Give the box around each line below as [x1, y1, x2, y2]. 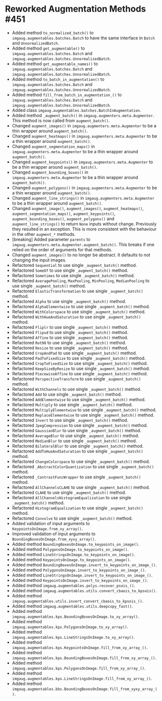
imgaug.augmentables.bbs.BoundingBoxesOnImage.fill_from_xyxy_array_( [12, 686, 158, 691]
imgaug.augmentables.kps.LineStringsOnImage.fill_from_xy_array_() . [12, 675, 152, 681]
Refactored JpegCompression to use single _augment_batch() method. [12, 422, 148, 428]
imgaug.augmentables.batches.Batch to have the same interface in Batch [12, 35, 155, 41]
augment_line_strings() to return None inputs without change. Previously [12, 221, 157, 227]
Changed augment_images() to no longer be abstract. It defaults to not [12, 252, 151, 258]
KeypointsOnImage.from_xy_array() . [12, 526, 83, 531]
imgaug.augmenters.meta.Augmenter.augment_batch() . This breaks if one [12, 242, 155, 247]
